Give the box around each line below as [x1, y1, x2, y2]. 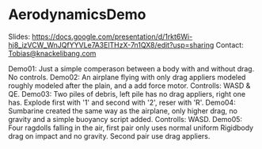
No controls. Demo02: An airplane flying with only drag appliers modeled [8, 72, 246, 82]
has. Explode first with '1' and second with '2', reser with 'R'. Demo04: [8, 97, 236, 107]
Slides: [8, 32, 30, 41]
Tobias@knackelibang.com [8, 48, 97, 58]
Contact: [215, 40, 244, 49]
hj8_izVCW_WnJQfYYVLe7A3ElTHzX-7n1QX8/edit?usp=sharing [8, 40, 215, 49]
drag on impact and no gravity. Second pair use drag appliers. [8, 131, 211, 140]
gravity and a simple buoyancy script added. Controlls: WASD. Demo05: [8, 114, 243, 124]
